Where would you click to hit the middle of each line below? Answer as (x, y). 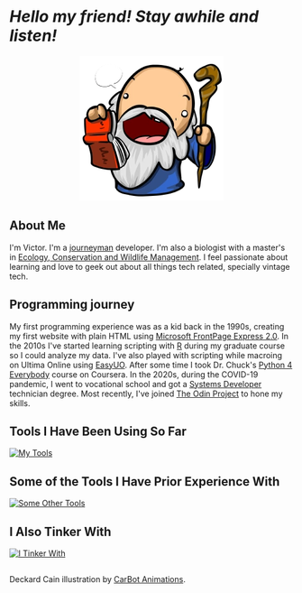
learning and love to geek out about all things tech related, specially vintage (150, 266)
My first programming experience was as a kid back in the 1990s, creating (147, 326)
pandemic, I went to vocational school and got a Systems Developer (136, 384)
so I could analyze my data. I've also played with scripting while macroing (146, 355)
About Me (37, 226)
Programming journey (72, 305)
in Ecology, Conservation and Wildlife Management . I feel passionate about (149, 257)
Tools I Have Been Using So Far (98, 431)
